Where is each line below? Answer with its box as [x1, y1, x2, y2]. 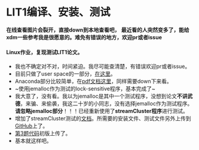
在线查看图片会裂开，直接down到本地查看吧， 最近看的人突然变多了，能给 [6, 26, 189, 33]
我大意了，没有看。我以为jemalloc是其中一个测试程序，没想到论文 [14, 93, 177, 100]
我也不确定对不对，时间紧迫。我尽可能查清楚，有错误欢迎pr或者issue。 [14, 63, 191, 70]
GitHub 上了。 [14, 123, 48, 130]
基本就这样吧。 [14, 137, 52, 145]
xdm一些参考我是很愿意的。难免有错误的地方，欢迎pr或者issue [6, 33, 163, 40]
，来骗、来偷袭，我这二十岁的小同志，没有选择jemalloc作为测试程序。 [20, 100, 193, 107]
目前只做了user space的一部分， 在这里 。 [14, 70, 116, 77]
